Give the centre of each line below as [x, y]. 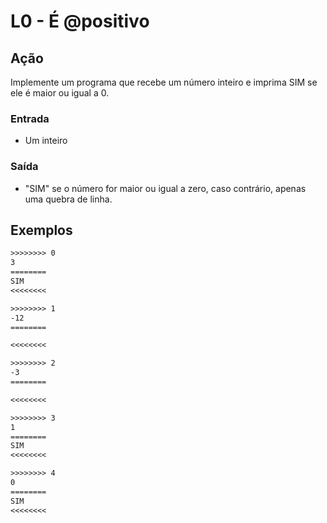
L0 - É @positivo [80, 21]
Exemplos [41, 230]
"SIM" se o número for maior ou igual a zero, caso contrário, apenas [165, 188]
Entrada [30, 118]
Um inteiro [46, 141]
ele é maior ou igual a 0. [60, 93]
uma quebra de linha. [68, 199]
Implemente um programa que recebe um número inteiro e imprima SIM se [164, 82]
